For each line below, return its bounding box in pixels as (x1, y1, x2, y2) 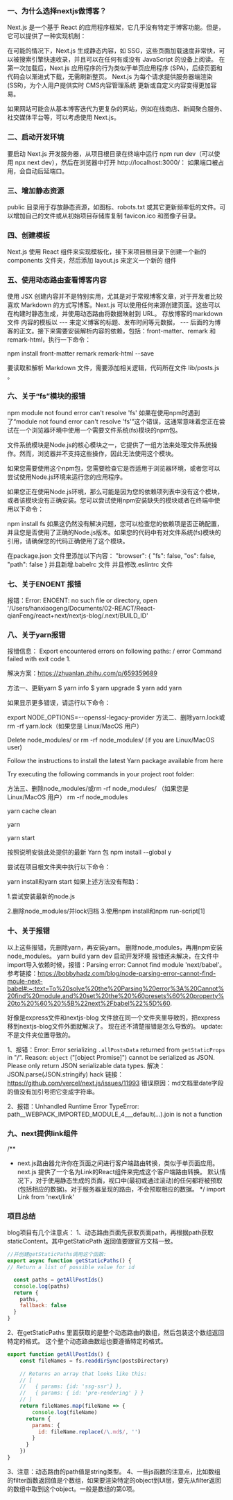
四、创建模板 (7, 230, 51, 240)
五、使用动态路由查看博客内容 (7, 275, 107, 285)
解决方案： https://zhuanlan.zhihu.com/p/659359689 (7, 669, 158, 677)
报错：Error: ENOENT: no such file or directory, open (7, 596, 158, 604)
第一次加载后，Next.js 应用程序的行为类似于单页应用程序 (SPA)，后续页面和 (7, 64, 223, 72)
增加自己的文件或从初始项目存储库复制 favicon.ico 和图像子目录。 (12, 211, 200, 220)
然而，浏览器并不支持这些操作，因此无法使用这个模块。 (19, 449, 178, 457)
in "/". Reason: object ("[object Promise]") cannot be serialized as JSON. (7, 1053, 215, 1061)
